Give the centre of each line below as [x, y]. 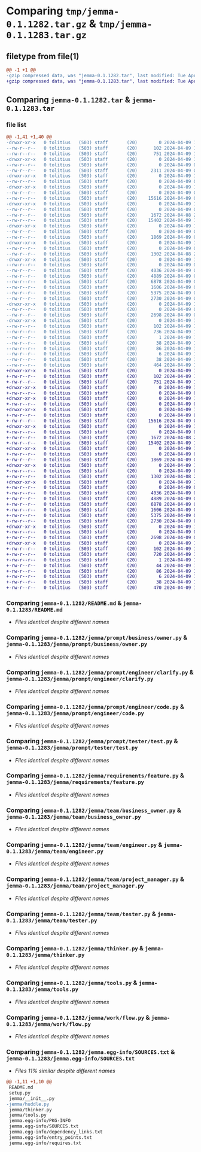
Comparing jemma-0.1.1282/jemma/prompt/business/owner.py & [97, 637]
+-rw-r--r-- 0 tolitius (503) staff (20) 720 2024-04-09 [99, 554]
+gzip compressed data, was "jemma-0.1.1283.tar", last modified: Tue [96, 81]
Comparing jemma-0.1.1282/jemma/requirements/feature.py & [95, 776]
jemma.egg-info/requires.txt [45, 1143]
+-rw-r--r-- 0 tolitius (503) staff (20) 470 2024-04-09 [99, 588]
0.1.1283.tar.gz [46, 36]
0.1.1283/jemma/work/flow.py [49, 1024]
